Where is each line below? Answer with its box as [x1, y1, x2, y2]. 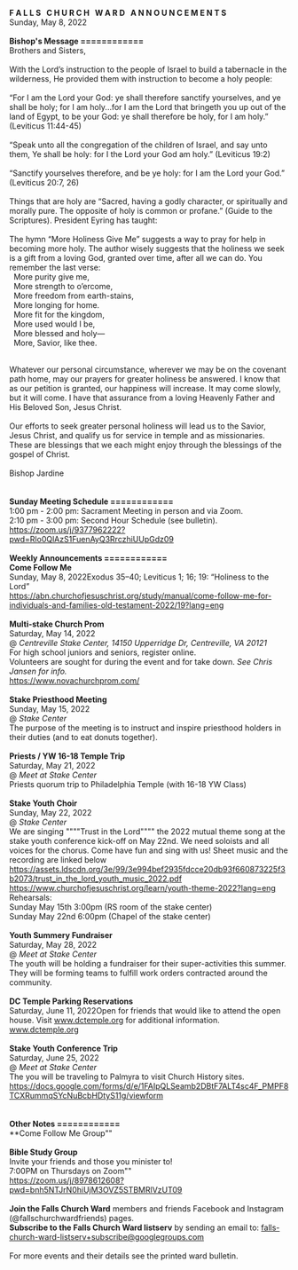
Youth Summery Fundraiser [9, 930, 113, 940]
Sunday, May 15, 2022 [9, 704, 90, 714]
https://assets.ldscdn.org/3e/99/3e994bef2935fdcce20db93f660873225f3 [9, 864, 286, 874]
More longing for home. [12, 300, 100, 310]
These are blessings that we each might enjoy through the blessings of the [9, 439, 282, 450]
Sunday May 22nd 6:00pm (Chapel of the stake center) [9, 911, 211, 921]
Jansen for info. [9, 666, 67, 676]
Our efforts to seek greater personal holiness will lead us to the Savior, [9, 421, 266, 431]
